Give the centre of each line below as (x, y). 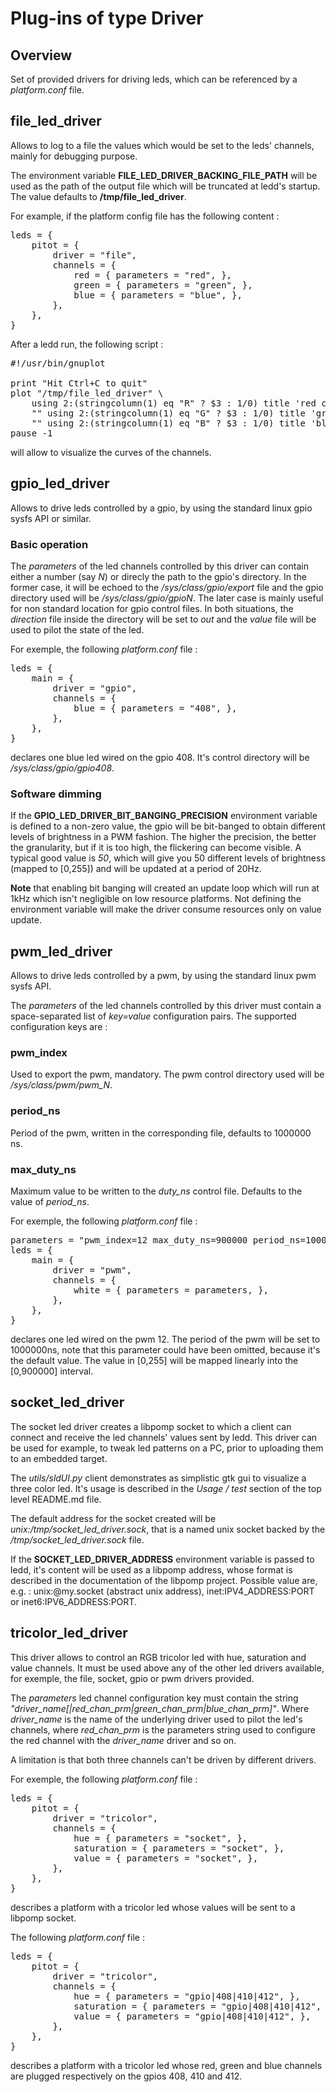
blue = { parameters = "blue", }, (158, 295)
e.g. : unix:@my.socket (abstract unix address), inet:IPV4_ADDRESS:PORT (162, 1591)
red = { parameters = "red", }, (153, 275)
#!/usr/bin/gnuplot (58, 363)
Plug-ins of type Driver (107, 18)
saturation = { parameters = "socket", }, (179, 1848)
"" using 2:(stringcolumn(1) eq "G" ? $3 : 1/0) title (169, 413)
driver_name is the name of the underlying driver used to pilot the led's (156, 1719)
